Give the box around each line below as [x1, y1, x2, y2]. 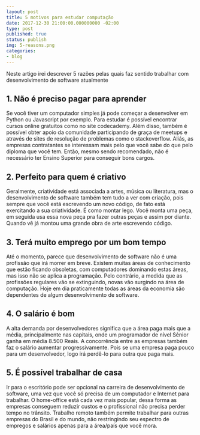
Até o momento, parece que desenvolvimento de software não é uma [6, 253, 177, 260]
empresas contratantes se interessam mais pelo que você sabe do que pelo [6, 142, 193, 149]
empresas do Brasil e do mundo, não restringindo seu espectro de [6, 415, 169, 422]
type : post [6, 25, 34, 32]
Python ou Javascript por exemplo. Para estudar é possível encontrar [6, 116, 178, 123]
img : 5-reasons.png [6, 43, 55, 49]
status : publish [6, 37, 47, 43]
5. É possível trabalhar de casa [6, 368, 123, 378]
